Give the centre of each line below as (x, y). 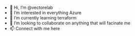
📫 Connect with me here (35, 28)
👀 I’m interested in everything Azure (45, 13)
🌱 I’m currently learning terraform (43, 18)
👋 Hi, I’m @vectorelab (31, 8)
